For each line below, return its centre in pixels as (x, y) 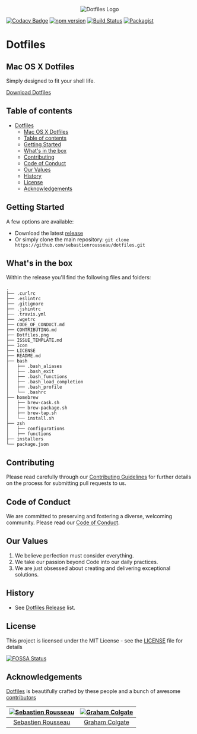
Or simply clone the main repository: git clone (72, 239)
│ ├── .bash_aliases (34, 366)
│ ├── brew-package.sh (37, 408)
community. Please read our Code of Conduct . (63, 522)
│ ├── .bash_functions (37, 377)
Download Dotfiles (29, 92)
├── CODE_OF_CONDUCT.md (36, 325)
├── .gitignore (25, 304)
